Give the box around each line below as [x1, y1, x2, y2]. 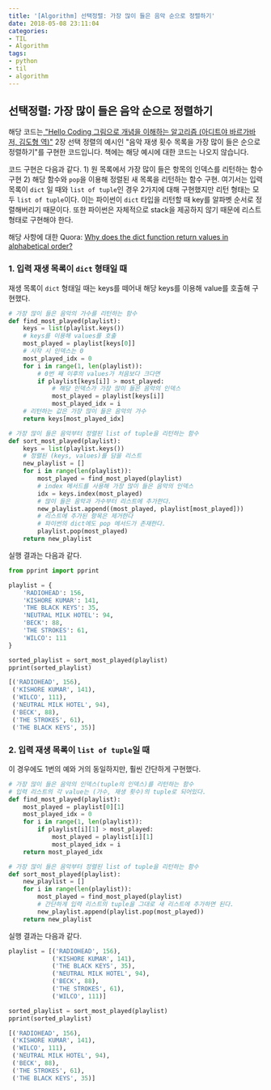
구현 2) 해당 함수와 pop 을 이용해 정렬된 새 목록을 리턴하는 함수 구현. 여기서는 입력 [8, 175, 263, 185]
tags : [8, 49, 27, 57]
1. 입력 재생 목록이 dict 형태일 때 [8, 263, 128, 275]
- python [8, 57, 38, 66]
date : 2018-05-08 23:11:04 [8, 19, 100, 28]
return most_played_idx [23, 848, 104, 856]
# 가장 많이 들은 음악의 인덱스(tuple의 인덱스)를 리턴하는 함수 [8, 780, 194, 788]
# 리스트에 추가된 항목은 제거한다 [37, 512, 133, 521]
